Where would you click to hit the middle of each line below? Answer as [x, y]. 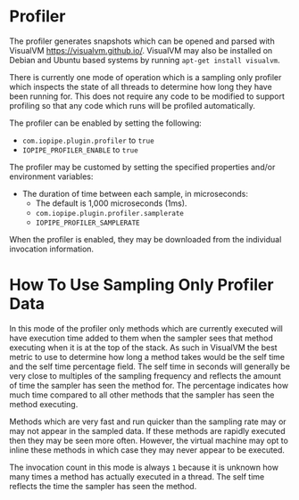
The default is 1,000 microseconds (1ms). [111, 203]
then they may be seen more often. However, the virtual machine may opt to [149, 440]
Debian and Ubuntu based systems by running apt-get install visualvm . [145, 60]
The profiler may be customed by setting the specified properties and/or [142, 167]
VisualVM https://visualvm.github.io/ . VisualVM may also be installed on [141, 50]
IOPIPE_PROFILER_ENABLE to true [80, 150]
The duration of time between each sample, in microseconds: [135, 193]
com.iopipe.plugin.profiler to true [88, 140]
